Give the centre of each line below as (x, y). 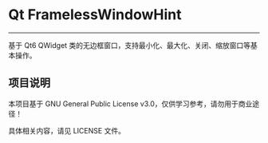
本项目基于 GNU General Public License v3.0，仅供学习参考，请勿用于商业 (130, 103)
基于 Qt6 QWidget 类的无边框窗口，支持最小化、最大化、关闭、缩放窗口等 (130, 45)
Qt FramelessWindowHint (95, 15)
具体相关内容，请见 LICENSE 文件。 (67, 130)
